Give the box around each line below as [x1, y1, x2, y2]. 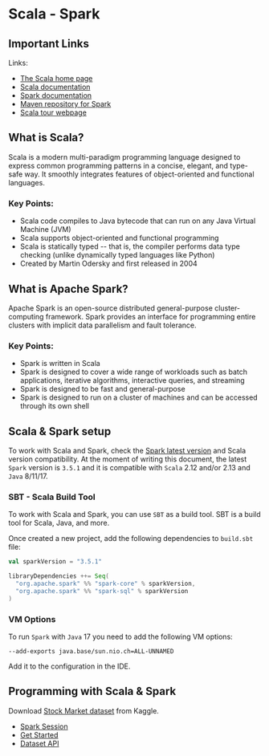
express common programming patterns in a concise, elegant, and [8, 161, 229, 170]
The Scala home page [19, 74, 93, 83]
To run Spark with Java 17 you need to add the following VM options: [8, 632, 233, 641]
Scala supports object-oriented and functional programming [19, 234, 219, 243]
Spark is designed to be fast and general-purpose [19, 384, 186, 394]
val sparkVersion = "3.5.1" [8, 558, 103, 566]
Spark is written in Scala [19, 359, 100, 368]
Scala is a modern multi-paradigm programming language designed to [8, 152, 241, 161]
